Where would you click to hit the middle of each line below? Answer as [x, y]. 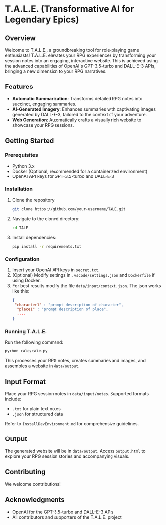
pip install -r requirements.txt [47, 246]
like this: [21, 291]
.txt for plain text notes [36, 409]
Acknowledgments [35, 500]
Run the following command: [34, 342]
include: [13, 399]
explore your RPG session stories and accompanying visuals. [67, 456]
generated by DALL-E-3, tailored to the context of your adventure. [80, 114]
